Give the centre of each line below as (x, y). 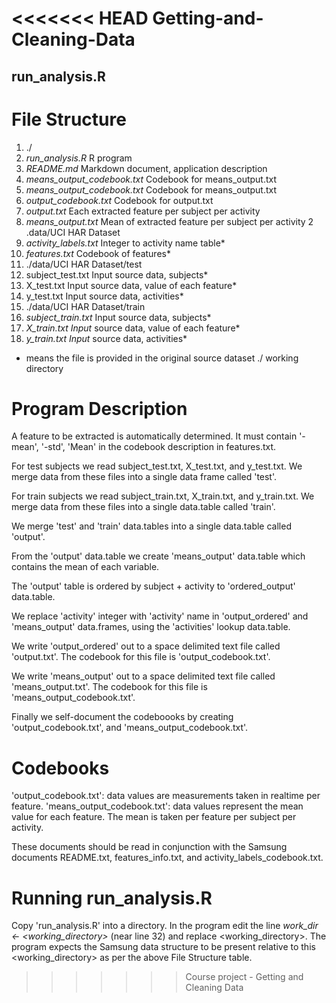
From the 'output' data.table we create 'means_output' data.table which (158, 556)
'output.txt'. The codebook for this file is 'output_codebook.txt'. (141, 657)
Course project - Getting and (244, 977)
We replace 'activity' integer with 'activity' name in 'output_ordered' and (160, 616)
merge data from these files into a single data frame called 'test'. (144, 477)
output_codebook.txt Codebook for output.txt (119, 200)
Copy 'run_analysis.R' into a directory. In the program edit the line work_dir (165, 926)
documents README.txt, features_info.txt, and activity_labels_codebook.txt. (167, 858)
